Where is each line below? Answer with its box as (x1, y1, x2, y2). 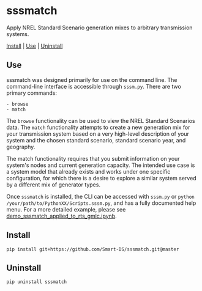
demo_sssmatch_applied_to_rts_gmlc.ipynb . (6, 212, 118, 219)
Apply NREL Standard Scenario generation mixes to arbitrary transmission (6, 24, 193, 31)
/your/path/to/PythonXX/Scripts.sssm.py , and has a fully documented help (6, 199, 196, 207)
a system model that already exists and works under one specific (6, 168, 171, 175)
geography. (6, 143, 36, 150)
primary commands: (6, 89, 57, 97)
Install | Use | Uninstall (6, 42, 63, 50)
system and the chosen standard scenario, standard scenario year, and (6, 136, 186, 144)
